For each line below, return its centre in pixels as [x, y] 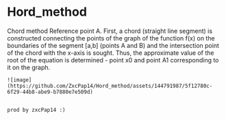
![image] [20, 80]
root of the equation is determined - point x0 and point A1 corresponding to [113, 60]
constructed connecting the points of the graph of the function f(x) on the [111, 38]
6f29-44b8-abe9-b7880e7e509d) [50, 92]
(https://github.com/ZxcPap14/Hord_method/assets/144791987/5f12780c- [110, 86]
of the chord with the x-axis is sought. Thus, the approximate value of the [111, 53]
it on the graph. [29, 67]
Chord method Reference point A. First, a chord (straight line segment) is [110, 31]
